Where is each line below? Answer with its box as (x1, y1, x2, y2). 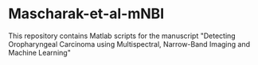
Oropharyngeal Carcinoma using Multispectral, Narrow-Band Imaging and (8, 39, 251, 48)
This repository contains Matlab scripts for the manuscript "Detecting (8, 31, 236, 40)
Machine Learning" (8, 48, 72, 57)
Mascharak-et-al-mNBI (8, 5, 165, 23)
